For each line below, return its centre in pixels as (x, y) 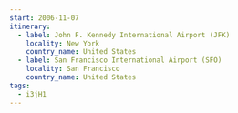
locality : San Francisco (73, 69)
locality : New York (63, 43)
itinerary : (30, 26)
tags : (20, 86)
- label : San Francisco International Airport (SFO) (120, 60)
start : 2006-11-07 (44, 18)
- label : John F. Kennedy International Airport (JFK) (124, 35)
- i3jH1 (32, 94)
